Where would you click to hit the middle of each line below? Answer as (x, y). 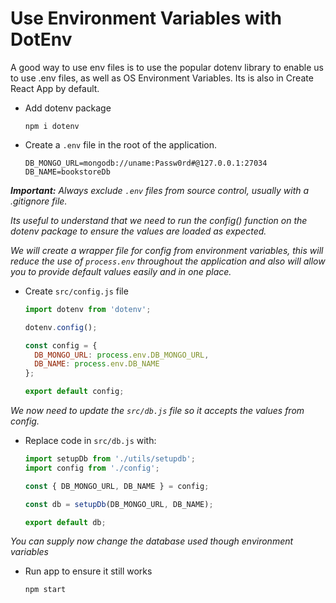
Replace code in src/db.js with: (90, 441)
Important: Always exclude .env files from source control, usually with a (160, 190)
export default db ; (65, 522)
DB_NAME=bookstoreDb (67, 172)
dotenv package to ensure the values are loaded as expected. (138, 231)
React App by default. (55, 88)
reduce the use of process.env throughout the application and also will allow (168, 261)
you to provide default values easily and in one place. (121, 271)
